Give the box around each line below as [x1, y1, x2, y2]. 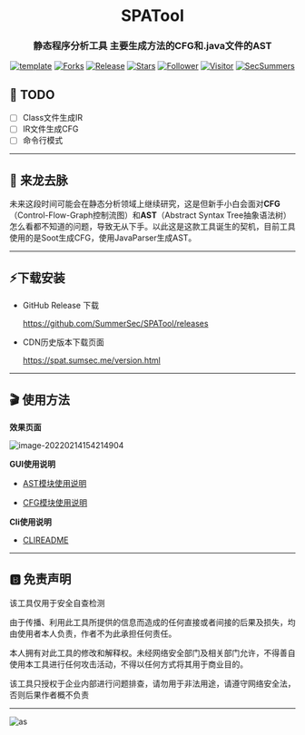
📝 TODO [9, 87, 55, 103]
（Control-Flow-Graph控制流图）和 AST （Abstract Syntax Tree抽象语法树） [9, 210, 292, 220]
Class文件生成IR [22, 113, 84, 123]
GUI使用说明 [9, 458, 56, 469]
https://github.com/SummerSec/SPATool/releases [22, 318, 209, 329]
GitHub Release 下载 [22, 300, 100, 311]
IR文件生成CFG [22, 123, 79, 134]
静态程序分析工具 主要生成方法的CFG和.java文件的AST [33, 40, 272, 53]
